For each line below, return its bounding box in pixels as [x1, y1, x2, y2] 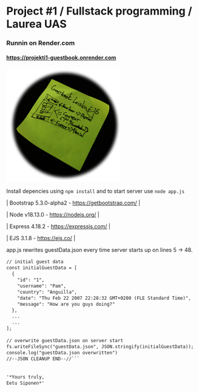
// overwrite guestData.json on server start [6, 338, 123, 344]
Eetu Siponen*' [6, 380, 45, 387]
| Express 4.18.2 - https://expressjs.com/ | [6, 223, 111, 230]
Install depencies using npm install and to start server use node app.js [6, 188, 185, 195]
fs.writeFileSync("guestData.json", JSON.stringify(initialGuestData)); [6, 344, 194, 350]
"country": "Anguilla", [17, 289, 78, 296]
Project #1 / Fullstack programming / [6, 4, 192, 18]
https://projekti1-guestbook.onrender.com [6, 53, 116, 61]
